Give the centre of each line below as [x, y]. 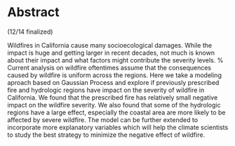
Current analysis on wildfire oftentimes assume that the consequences [109, 67]
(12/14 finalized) [30, 32]
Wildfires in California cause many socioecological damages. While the [110, 45]
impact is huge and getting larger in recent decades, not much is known [111, 53]
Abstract [33, 12]
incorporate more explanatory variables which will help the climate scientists [118, 127]
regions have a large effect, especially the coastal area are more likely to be [116, 112]
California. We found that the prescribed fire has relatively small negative [113, 97]
